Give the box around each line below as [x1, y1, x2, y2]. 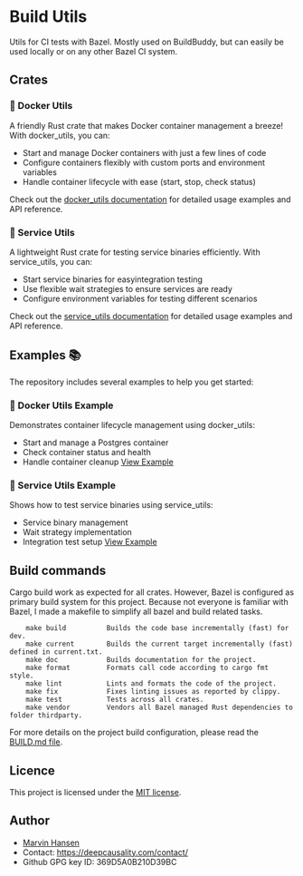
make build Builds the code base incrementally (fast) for [25, 624, 289, 633]
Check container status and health [22, 447, 151, 458]
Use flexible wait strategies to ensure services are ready [22, 283, 233, 294]
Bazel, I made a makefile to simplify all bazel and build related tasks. [9, 606, 263, 618]
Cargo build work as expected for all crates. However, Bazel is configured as [9, 587, 295, 598]
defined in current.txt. [9, 647, 103, 657]
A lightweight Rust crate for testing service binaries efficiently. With [9, 247, 260, 258]
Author [9, 813, 50, 829]
